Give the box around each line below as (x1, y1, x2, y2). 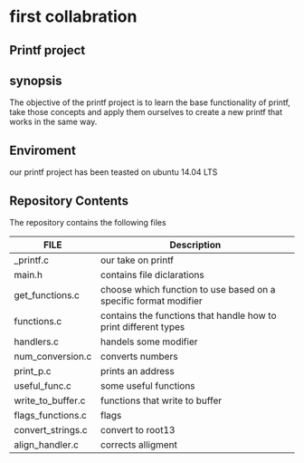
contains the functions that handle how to (100, 310, 277, 323)
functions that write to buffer (100, 394, 223, 407)
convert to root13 (100, 424, 176, 437)
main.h (14, 269, 43, 282)
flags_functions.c (14, 410, 88, 422)
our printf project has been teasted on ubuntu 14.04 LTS (9, 167, 218, 178)
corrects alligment (100, 439, 178, 451)
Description (169, 238, 222, 251)
